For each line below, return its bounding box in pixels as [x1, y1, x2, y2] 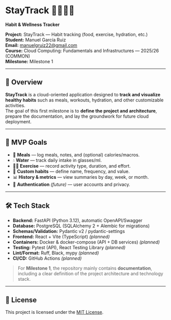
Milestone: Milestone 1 [5, 58, 53, 64]
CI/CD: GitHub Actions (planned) [12, 255, 82, 261]
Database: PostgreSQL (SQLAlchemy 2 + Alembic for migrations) [12, 223, 150, 229]
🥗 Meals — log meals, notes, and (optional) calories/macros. [12, 151, 140, 157]
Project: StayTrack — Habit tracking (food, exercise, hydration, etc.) [5, 31, 148, 37]
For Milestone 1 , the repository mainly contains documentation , [17, 265, 152, 272]
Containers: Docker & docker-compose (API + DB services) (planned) [12, 239, 160, 245]
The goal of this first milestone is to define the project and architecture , [5, 108, 157, 114]
